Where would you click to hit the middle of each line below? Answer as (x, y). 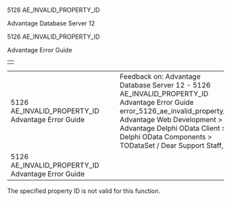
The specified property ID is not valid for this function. (84, 191)
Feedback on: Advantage (160, 77)
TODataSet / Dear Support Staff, (172, 145)
